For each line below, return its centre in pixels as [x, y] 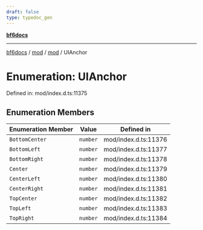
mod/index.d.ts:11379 [135, 169]
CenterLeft [25, 179]
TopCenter [23, 199]
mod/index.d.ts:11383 [135, 208]
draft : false [23, 12]
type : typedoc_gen [29, 18]
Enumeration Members [50, 112]
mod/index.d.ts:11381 [135, 189]
